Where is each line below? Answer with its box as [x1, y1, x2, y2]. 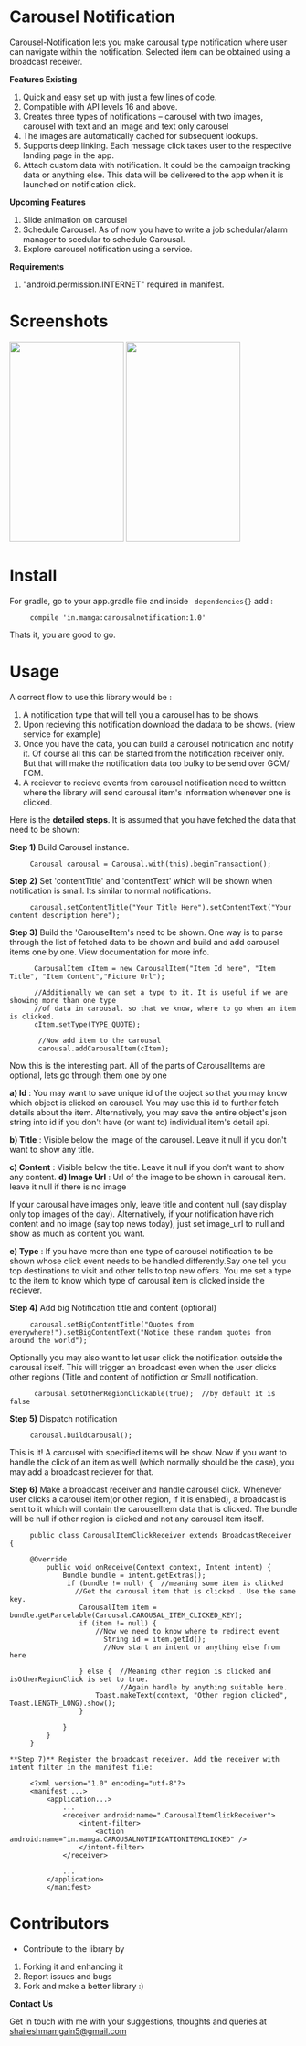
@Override [29, 1554, 68, 1564]
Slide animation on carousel [22, 214, 128, 225]
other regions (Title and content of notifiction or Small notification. [9, 1371, 259, 1382]
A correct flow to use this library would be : [9, 691, 172, 702]
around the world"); [9, 1336, 89, 1345]
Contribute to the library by [22, 1943, 125, 1954]
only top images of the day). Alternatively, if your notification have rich [9, 1209, 274, 1220]
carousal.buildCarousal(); [29, 1431, 132, 1440]
